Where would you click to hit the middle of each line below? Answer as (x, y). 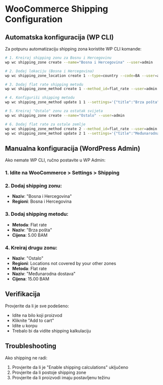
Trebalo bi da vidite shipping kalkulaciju (51, 331)
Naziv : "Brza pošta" (32, 230)
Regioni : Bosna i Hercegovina (42, 201)
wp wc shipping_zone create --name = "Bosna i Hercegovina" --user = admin (79, 62)
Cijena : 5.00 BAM (30, 235)
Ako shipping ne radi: (26, 358)
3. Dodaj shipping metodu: (37, 214)
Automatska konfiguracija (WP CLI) (59, 37)
